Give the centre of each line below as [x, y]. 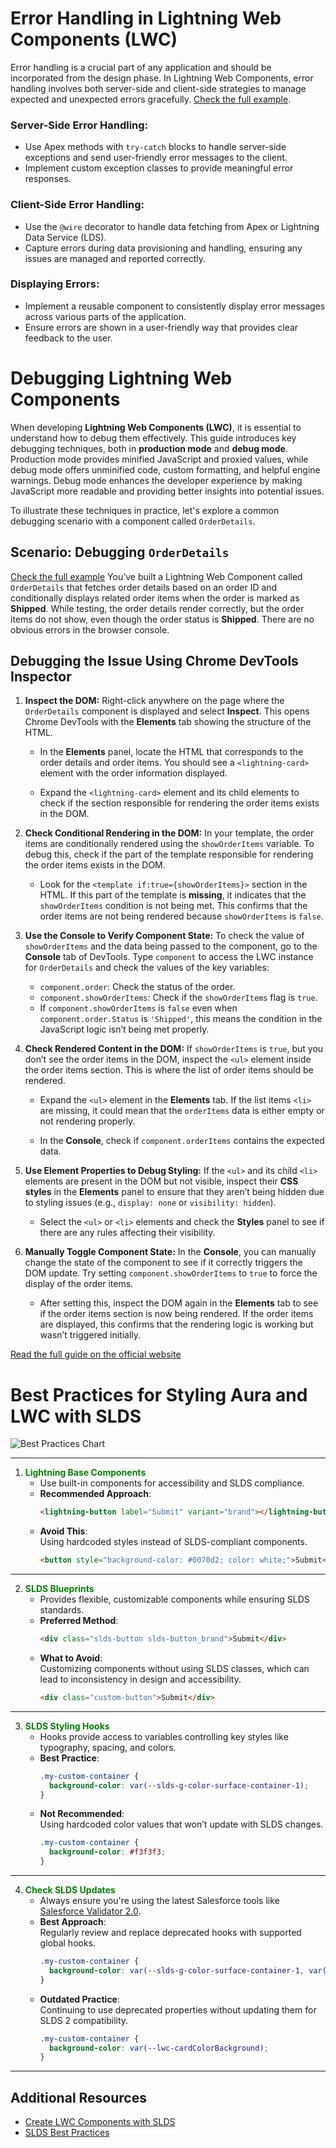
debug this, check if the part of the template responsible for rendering [169, 854]
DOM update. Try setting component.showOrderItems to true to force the [171, 1273]
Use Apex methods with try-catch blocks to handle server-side [155, 147]
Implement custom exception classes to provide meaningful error [159, 168]
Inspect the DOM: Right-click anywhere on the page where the [154, 701]
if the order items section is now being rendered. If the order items [176, 1314]
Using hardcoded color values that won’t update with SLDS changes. [181, 1824]
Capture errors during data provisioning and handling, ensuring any [163, 248]
